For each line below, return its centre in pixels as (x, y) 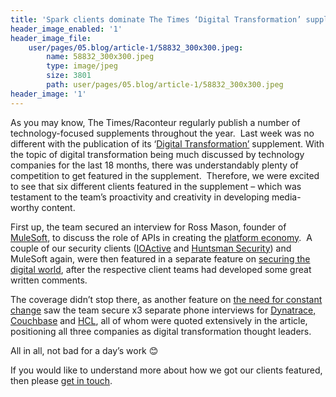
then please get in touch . (61, 380)
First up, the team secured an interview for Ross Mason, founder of (148, 227)
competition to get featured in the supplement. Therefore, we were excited (165, 175)
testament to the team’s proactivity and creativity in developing (140, 197)
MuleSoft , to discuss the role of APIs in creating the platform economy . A (161, 237)
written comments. (49, 280)
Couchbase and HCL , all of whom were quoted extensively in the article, (159, 320)
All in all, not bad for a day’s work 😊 (84, 350)
